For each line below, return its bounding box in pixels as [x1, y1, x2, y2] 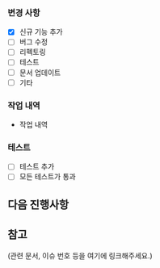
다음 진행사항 [7, 198, 69, 211]
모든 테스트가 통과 [19, 172, 76, 182]
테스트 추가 [19, 161, 55, 171]
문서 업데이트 [19, 67, 61, 77]
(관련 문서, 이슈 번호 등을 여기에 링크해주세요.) [7, 250, 153, 260]
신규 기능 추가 [19, 27, 63, 37]
